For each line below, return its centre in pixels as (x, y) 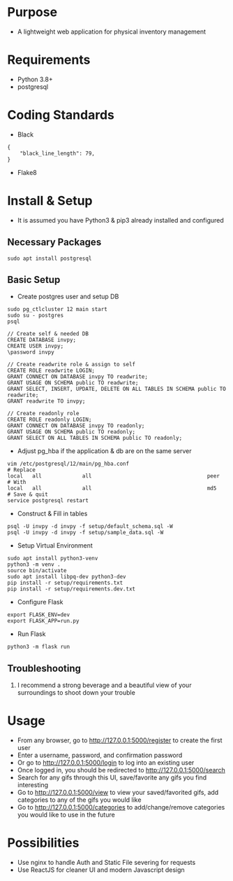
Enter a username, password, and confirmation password (100, 755)
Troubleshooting (44, 668)
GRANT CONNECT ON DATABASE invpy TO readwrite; (78, 377)
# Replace (22, 470)
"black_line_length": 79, (58, 153)
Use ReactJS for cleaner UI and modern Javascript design (101, 870)
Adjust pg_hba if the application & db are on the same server (104, 451)
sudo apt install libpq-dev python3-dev (67, 577)
